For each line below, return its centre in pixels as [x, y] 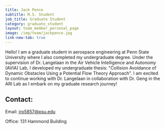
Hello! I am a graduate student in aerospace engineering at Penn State [77, 52]
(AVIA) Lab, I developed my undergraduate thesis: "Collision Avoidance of [81, 67]
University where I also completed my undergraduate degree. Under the [79, 57]
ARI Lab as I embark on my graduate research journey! [61, 83]
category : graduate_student [34, 24]
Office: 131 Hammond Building [36, 121]
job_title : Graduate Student [35, 19]
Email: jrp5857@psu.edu [30, 111]
